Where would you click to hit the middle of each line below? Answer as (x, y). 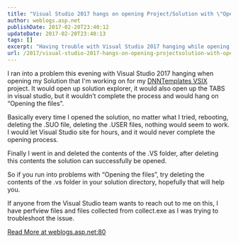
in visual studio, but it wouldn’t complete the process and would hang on (113, 95)
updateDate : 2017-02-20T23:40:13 (57, 34)
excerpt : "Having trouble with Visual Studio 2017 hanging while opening (119, 47)
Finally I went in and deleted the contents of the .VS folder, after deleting (113, 153)
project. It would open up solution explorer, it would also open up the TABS (116, 88)
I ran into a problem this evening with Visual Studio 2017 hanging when (110, 73)
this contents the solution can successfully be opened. (87, 160)
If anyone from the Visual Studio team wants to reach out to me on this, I (113, 203)
